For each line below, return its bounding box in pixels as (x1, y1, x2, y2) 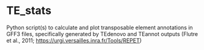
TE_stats (6, 4, 52, 18)
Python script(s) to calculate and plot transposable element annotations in (6, 24, 193, 31)
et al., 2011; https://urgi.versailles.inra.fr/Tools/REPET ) (6, 37, 142, 44)
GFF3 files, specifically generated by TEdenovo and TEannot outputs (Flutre (6, 30, 198, 37)
